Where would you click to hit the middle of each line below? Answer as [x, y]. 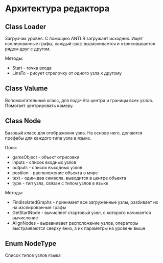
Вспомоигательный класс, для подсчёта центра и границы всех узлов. [79, 100]
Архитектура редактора [58, 9]
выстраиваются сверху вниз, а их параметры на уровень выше [79, 228]
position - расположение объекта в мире [55, 173]
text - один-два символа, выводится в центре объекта [69, 178]
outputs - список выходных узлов [47, 167]
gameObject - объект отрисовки [46, 157]
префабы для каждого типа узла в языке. [48, 138]
